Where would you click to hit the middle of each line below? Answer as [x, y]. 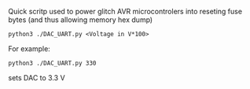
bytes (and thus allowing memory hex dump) [81, 20]
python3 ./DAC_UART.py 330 [52, 63]
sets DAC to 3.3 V [37, 78]
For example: [29, 49]
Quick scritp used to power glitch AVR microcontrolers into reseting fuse [125, 11]
